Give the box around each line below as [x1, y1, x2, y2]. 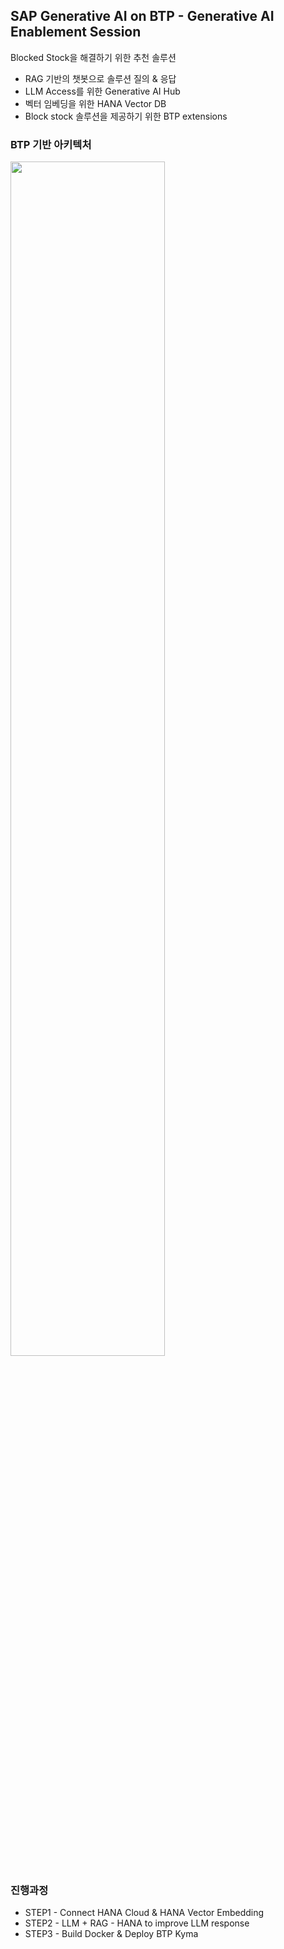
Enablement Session [10, 24, 142, 41]
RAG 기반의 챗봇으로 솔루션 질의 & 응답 [24, 72, 177, 84]
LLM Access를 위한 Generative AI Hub [24, 85, 181, 97]
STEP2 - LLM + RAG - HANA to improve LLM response [24, 1917, 250, 1929]
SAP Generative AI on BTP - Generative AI [10, 8, 275, 25]
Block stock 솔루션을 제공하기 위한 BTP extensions [24, 110, 228, 122]
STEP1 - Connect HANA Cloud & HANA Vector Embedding [24, 1907, 265, 1919]
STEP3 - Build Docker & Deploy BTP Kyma [24, 1928, 199, 1940]
